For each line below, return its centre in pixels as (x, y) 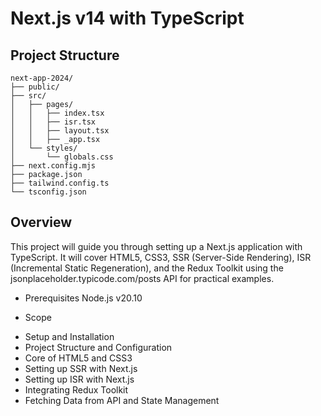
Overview (41, 222)
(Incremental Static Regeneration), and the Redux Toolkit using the (147, 268)
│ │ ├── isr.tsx (53, 122)
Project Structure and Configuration (98, 347)
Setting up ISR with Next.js (79, 379)
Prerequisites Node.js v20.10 (83, 298)
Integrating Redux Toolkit (76, 389)
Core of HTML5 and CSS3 (78, 358)
